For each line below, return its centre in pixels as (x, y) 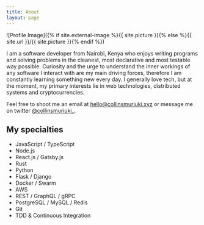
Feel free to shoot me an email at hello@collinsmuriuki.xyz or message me (100, 104)
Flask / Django (33, 177)
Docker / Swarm (36, 183)
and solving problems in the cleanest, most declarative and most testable (98, 60)
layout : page (23, 18)
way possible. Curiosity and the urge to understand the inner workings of (98, 66)
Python (24, 170)
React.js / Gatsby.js (39, 157)
